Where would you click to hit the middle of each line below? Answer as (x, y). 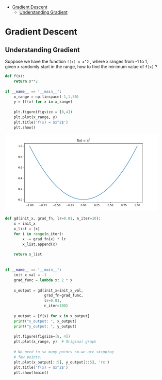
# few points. (28, 357)
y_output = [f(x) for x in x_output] (52, 316)
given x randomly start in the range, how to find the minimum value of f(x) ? (81, 67)
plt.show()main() (31, 372)
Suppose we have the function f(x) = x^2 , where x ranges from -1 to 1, (77, 61)
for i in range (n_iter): (39, 234)
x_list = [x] (27, 229)
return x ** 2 (26, 81)
